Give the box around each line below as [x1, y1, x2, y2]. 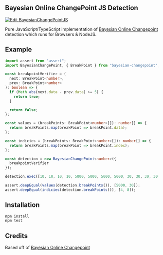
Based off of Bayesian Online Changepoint [5, 245, 90, 251]
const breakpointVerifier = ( [5, 71, 67, 77]
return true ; [14, 94, 40, 99]
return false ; [9, 107, 38, 112]
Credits [5, 232, 28, 240]
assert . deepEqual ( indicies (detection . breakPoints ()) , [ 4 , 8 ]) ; [5, 187, 136, 192]
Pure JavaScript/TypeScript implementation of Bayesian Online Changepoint [5, 26, 158, 32]
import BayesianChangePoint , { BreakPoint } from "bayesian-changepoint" [5, 63, 158, 68]
